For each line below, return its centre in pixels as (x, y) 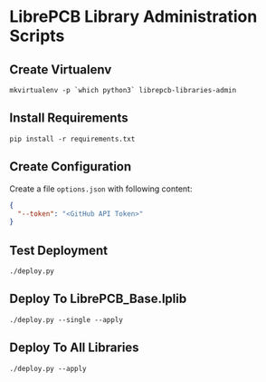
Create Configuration (71, 167)
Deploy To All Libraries (74, 348)
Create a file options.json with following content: (101, 189)
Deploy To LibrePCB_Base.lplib (98, 299)
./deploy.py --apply (48, 368)
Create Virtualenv (61, 69)
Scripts (37, 36)
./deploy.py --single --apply (66, 319)
